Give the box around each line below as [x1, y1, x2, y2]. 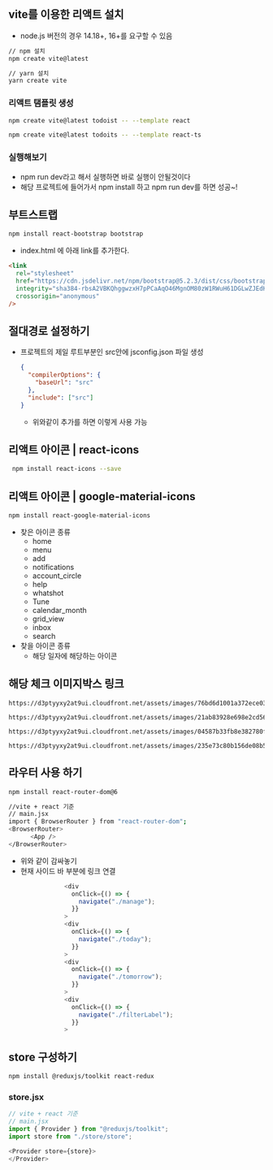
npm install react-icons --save [11, 465, 122, 473]
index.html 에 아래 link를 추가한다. [19, 246, 130, 256]
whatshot [32, 588, 64, 598]
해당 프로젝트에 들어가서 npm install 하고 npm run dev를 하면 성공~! [19, 182, 238, 192]
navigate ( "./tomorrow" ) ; [78, 973, 163, 981]
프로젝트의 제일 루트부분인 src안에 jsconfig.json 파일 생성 [19, 348, 204, 357]
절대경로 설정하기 [8, 324, 90, 338]
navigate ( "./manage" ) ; [78, 897, 156, 905]
